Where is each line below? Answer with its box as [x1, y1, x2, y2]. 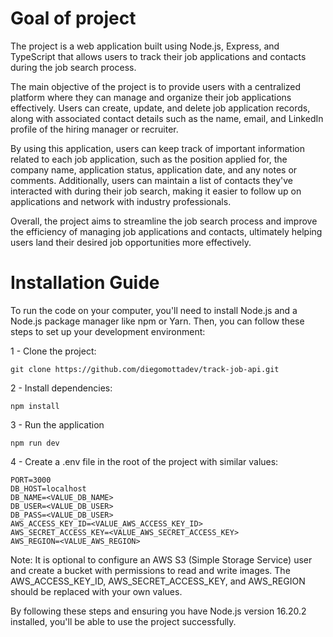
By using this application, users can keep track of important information [10, 142, 305, 154]
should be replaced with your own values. [10, 585, 183, 597]
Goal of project [10, 7, 137, 30]
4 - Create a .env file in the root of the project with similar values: [10, 455, 279, 467]
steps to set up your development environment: [10, 325, 206, 337]
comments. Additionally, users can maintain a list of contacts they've [10, 174, 293, 186]
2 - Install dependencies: [10, 382, 113, 394]
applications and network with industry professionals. [10, 195, 232, 207]
